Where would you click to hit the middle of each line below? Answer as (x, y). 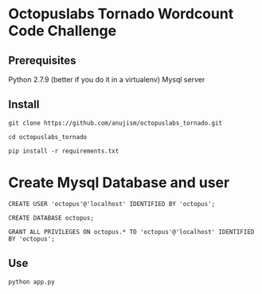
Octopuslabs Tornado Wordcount (121, 14)
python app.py (32, 282)
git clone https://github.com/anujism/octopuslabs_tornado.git (115, 123)
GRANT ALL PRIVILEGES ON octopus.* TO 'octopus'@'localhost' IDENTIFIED (131, 232)
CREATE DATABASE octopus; (51, 218)
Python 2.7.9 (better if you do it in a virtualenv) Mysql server (107, 79)
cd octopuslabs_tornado (48, 137)
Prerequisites (42, 60)
